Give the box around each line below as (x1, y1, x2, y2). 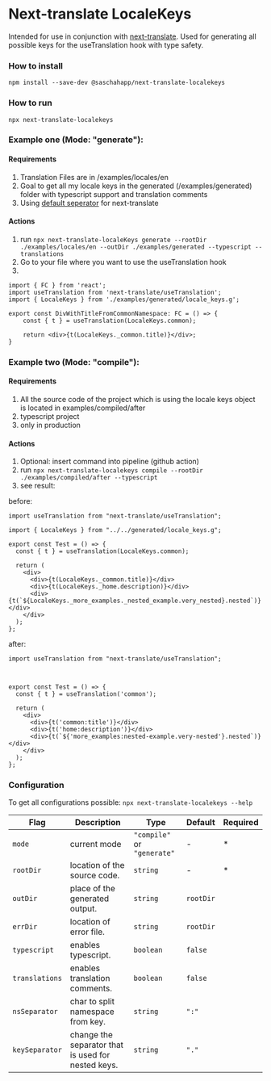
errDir (12, 922, 38, 932)
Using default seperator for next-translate (19, 198, 159, 207)
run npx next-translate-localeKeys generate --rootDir (19, 234, 207, 244)
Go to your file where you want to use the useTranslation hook (19, 257, 227, 266)
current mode (69, 839, 122, 850)
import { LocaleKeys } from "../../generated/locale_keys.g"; (8, 526, 222, 534)
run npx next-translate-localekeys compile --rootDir (19, 465, 204, 475)
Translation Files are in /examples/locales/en (19, 172, 169, 182)
